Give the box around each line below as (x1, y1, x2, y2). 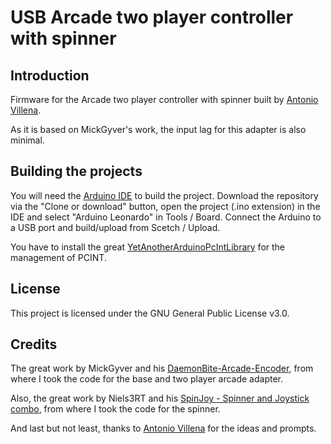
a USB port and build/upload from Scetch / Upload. (10, 221, 221, 233)
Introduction (10, 67, 90, 84)
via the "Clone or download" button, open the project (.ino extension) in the (10, 200, 321, 212)
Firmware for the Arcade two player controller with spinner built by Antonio (10, 94, 319, 105)
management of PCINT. (10, 251, 107, 263)
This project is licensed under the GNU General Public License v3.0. (10, 307, 290, 319)
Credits (10, 336, 58, 353)
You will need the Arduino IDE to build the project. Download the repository (10, 189, 319, 201)
